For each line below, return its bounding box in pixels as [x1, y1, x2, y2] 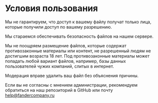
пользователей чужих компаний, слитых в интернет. [5, 63, 114, 69]
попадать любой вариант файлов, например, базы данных [5, 58, 126, 64]
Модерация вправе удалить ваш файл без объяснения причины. [5, 73, 139, 78]
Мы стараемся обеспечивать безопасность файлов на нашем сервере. [5, 33, 154, 39]
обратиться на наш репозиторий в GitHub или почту [5, 87, 113, 93]
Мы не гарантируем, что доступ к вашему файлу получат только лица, [5, 19, 152, 25]
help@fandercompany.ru [5, 92, 55, 98]
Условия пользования [5, 3, 98, 14]
